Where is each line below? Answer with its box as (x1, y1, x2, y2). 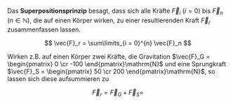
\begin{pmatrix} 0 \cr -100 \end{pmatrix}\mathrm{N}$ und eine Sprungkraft (7, 59, 227, 68)
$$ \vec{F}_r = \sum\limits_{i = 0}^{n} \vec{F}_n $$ (44, 38, 192, 47)
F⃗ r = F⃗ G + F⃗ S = (92, 88, 144, 98)
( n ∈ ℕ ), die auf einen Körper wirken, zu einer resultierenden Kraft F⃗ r (7, 16, 211, 26)
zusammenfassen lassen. (7, 25, 81, 34)
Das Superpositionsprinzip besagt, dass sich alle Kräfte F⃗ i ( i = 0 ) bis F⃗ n (7, 7, 223, 17)
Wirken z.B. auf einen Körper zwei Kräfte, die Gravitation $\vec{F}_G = (7, 52, 211, 61)
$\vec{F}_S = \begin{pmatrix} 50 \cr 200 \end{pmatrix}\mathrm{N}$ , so (7, 67, 215, 75)
